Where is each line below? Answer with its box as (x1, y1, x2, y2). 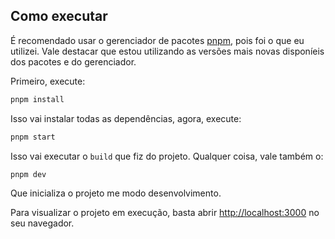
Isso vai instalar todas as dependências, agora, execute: (10, 112, 242, 124)
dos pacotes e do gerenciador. (10, 55, 137, 68)
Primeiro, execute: (10, 75, 86, 87)
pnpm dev (10, 169, 47, 179)
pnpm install (10, 94, 65, 104)
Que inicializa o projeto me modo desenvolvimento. (10, 187, 222, 199)
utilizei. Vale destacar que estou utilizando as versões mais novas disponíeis (10, 45, 325, 57)
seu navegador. (10, 217, 75, 229)
